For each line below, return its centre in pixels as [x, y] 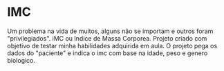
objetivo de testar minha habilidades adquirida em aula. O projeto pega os [112, 45]
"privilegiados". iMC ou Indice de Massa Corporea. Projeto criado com [107, 38]
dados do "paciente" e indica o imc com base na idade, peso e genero [108, 53]
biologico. [21, 60]
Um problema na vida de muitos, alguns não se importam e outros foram [110, 31]
